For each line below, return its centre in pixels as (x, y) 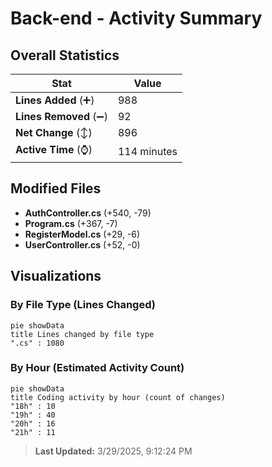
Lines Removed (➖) (61, 116)
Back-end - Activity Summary (136, 18)
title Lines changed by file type (82, 334)
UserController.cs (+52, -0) (82, 244)
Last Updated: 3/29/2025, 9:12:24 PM (113, 451)
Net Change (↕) (54, 132)
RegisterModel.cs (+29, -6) (82, 234)
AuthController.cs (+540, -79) (88, 213)
